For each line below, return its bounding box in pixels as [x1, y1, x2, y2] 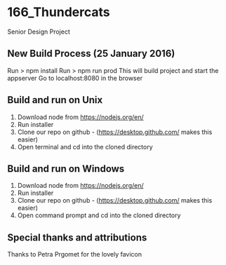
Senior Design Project [7, 27, 70, 36]
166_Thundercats [7, 4, 110, 20]
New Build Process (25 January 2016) [7, 48, 175, 60]
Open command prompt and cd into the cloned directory [17, 211, 181, 219]
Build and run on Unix [7, 94, 103, 106]
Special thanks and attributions [7, 231, 147, 243]
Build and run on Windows [7, 163, 125, 175]
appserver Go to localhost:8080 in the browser [7, 74, 142, 82]
